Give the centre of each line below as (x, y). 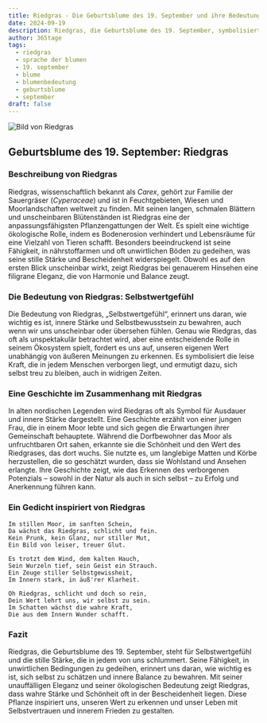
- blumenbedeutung (46, 82)
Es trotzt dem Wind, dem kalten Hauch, (74, 559)
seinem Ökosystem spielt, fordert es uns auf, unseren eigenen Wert (118, 348)
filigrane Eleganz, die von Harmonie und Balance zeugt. (99, 276)
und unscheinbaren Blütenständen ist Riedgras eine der (99, 217)
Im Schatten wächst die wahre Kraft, (71, 607)
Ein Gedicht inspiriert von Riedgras (77, 508)
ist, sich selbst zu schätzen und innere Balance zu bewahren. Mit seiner (126, 677)
